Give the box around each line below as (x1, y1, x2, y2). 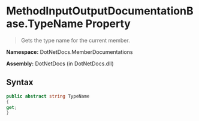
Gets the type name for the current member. (20, 37, 130, 44)
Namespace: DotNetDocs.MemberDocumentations (6, 48, 133, 55)
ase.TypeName (6, 17, 83, 31)
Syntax (6, 77, 34, 87)
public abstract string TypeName (6, 93, 90, 99)
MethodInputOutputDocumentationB (6, 4, 194, 18)
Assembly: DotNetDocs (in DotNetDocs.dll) (6, 60, 114, 67)
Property (85, 17, 131, 31)
